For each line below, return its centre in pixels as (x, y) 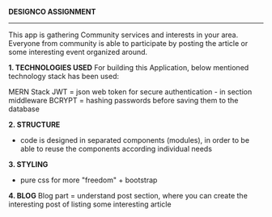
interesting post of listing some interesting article (90, 204)
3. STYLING (28, 164)
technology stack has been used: (64, 76)
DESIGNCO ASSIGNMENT (52, 12)
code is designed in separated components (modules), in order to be (134, 140)
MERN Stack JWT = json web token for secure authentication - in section (130, 92)
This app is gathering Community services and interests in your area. (123, 35)
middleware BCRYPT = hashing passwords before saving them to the (123, 100)
